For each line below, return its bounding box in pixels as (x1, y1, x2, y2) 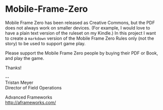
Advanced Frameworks (5, 94, 53, 100)
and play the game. (5, 55, 44, 61)
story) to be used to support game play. (5, 40, 86, 46)
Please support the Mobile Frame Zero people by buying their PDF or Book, (5, 50, 158, 56)
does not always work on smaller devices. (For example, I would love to (5, 25, 151, 30)
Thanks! (5, 65, 22, 71)
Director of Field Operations (5, 84, 62, 90)
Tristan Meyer (5, 80, 34, 85)
